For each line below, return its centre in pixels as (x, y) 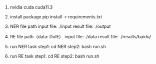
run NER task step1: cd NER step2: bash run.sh (58, 46)
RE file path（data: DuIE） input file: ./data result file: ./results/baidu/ (80, 36)
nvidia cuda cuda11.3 (31, 7)
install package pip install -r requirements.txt (56, 17)
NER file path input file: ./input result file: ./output (60, 26)
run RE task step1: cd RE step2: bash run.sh (54, 56)
